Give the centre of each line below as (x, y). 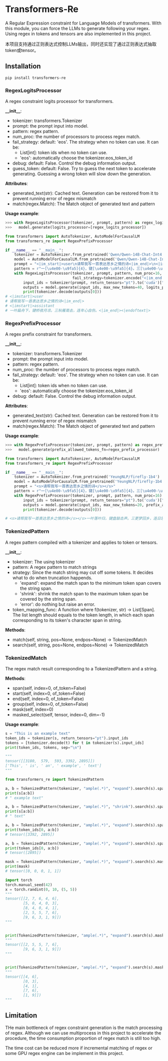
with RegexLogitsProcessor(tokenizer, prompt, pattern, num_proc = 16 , (88, 273)
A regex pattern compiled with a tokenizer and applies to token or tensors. (81, 542)
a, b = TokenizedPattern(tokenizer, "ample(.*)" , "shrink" (68, 807)
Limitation (21, 1016)
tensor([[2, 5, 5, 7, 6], (32, 945)
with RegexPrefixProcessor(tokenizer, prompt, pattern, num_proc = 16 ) (88, 495)
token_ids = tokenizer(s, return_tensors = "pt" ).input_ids (67, 738)
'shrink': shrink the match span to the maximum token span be (84, 593)
